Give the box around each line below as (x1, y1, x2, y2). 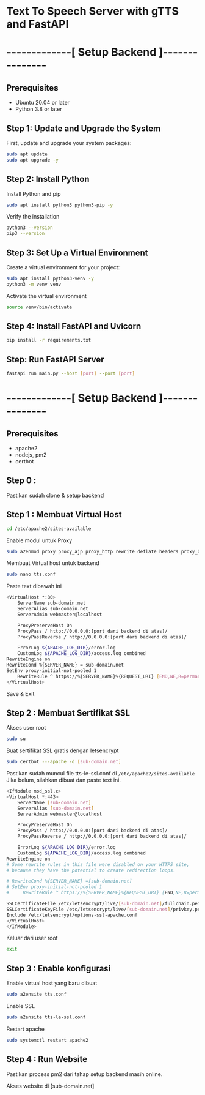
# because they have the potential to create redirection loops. (6, 867, 176, 873)
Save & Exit (6, 690, 35, 697)
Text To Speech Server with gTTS (6, 4, 179, 18)
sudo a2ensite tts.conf (6, 992, 67, 998)
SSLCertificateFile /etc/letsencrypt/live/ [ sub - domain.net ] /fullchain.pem (6, 901, 201, 907)
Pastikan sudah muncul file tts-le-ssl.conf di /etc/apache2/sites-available (6, 770, 195, 777)
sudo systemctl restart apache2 (6, 1037, 88, 1043)
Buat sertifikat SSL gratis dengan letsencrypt (6, 747, 119, 754)
